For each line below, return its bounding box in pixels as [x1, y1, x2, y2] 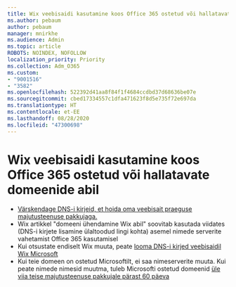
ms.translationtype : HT [7, 102, 77, 109]
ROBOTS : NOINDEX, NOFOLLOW [7, 50, 86, 57]
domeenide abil [7, 181, 100, 198]
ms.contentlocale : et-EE [7, 108, 80, 115]
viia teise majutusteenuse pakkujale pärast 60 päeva [17, 272, 170, 281]
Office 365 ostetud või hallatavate [7, 167, 210, 183]
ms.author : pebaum [7, 17, 61, 24]
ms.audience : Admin [7, 37, 65, 44]
